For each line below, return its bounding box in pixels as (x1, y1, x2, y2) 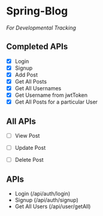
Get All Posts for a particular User (14, 98, 98, 106)
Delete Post (14, 156, 44, 164)
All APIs (6, 116, 36, 126)
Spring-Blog (6, 4, 68, 18)
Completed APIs (6, 42, 68, 52)
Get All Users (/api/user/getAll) (14, 203, 91, 210)
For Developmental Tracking (6, 24, 77, 31)
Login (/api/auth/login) (14, 190, 71, 197)
